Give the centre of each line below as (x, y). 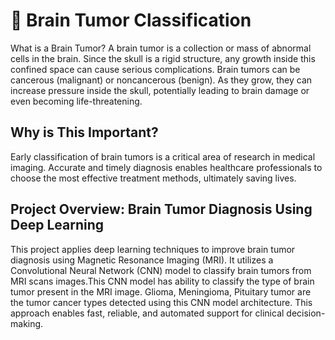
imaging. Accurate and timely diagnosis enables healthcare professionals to (166, 167)
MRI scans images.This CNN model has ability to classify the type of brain (162, 281)
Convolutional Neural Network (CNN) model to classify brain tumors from (161, 270)
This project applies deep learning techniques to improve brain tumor (153, 249)
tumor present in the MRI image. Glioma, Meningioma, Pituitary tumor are (161, 291)
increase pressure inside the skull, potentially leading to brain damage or (160, 90)
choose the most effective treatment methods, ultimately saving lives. (153, 178)
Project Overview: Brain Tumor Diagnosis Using (161, 209)
